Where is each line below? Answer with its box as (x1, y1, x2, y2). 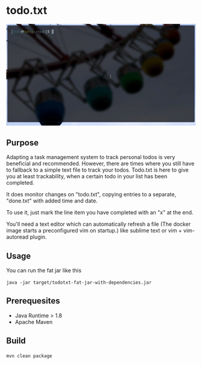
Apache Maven (14, 318, 53, 325)
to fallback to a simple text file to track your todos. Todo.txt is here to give (6, 166, 189, 173)
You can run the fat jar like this (6, 267, 82, 274)
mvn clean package (6, 353, 52, 359)
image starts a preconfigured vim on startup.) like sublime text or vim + (6, 227, 182, 234)
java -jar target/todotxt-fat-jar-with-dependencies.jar (6, 279, 152, 286)
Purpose (6, 137, 39, 148)
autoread (6, 233, 29, 241)
